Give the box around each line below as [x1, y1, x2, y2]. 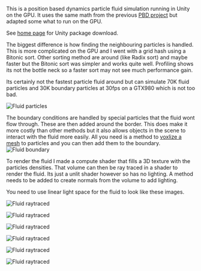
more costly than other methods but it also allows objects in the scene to [6, 127, 186, 134]
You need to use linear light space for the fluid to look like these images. [6, 188, 185, 195]
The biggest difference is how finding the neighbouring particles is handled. [6, 41, 194, 48]
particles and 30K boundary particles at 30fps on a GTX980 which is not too [6, 85, 196, 92]
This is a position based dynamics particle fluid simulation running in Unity [6, 5, 190, 12]
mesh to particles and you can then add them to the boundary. [6, 140, 161, 146]
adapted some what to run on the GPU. [6, 18, 103, 25]
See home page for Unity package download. [6, 29, 119, 37]
